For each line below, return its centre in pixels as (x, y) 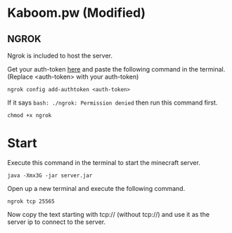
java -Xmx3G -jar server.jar (50, 175)
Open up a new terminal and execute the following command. (96, 188)
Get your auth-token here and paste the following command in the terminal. (116, 69)
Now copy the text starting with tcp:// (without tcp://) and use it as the (108, 214)
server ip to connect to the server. (57, 222)
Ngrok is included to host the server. (60, 55)
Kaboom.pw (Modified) (77, 13)
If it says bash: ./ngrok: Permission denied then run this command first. (112, 102)
